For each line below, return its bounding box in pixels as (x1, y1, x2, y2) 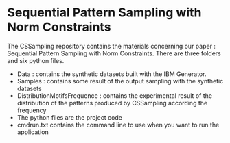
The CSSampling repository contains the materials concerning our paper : (7, 42, 216, 50)
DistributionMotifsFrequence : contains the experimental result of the (16, 91, 213, 100)
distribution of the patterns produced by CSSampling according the (16, 99, 208, 107)
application (16, 128, 49, 136)
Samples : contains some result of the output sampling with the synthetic (16, 77, 224, 85)
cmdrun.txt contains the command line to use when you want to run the (16, 120, 220, 129)
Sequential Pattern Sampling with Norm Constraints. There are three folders (7, 49, 221, 57)
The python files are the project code (16, 113, 122, 121)
